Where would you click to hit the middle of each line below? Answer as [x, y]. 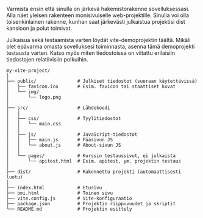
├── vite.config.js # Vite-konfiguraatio [69, 199]
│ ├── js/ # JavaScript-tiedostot [72, 135]
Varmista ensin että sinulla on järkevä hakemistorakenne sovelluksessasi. [98, 9]
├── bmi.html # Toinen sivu [60, 193]
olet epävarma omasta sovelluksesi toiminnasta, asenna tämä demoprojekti [101, 46]
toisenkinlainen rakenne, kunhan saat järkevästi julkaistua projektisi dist [96, 22]
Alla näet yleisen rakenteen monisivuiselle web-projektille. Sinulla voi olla [98, 15]
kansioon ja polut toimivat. [39, 28]
